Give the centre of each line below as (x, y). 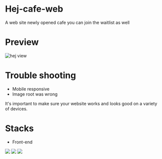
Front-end (22, 142)
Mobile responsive (31, 89)
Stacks (20, 128)
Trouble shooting (41, 75)
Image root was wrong (35, 94)
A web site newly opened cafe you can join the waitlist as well (67, 22)
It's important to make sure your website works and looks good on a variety (81, 103)
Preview (22, 42)
